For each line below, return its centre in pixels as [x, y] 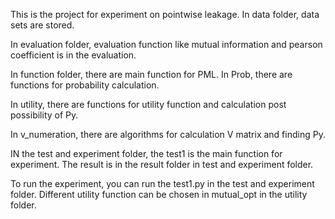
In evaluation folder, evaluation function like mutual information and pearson [166, 44]
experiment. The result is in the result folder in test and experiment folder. [162, 164]
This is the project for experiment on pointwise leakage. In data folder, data [165, 14]
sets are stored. [42, 25]
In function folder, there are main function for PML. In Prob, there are [151, 74]
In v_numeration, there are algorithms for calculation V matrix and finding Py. [168, 134]
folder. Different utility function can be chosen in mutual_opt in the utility [159, 194]
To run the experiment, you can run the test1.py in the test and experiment [162, 183]
